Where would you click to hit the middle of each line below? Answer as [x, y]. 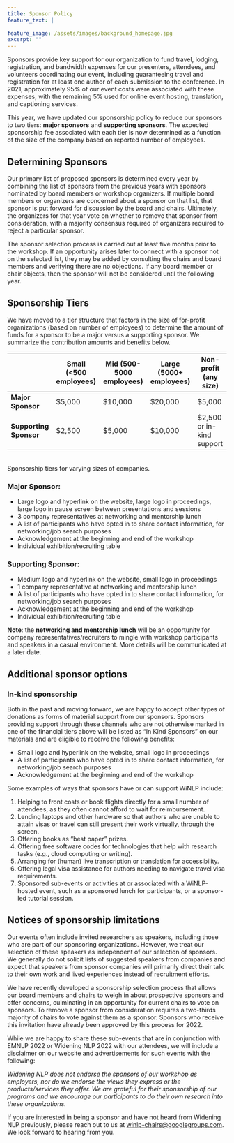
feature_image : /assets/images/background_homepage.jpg [90, 33]
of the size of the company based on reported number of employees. [106, 140]
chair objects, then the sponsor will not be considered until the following [111, 274]
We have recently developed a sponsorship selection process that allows [112, 987]
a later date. [24, 652]
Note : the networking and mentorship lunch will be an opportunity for [109, 630]
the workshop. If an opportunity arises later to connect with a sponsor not [113, 251]
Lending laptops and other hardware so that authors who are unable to [119, 817]
